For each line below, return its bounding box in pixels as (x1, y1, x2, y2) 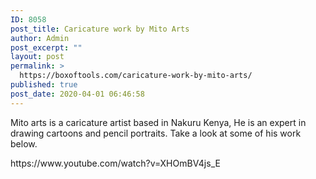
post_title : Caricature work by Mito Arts (10, 24, 190, 34)
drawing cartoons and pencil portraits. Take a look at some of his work (10, 127, 302, 139)
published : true (10, 80, 78, 90)
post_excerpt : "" (10, 42, 83, 53)
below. (10, 137, 38, 150)
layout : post (10, 52, 65, 62)
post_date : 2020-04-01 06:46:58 (10, 89, 145, 99)
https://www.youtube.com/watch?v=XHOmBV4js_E (10, 157, 221, 169)
